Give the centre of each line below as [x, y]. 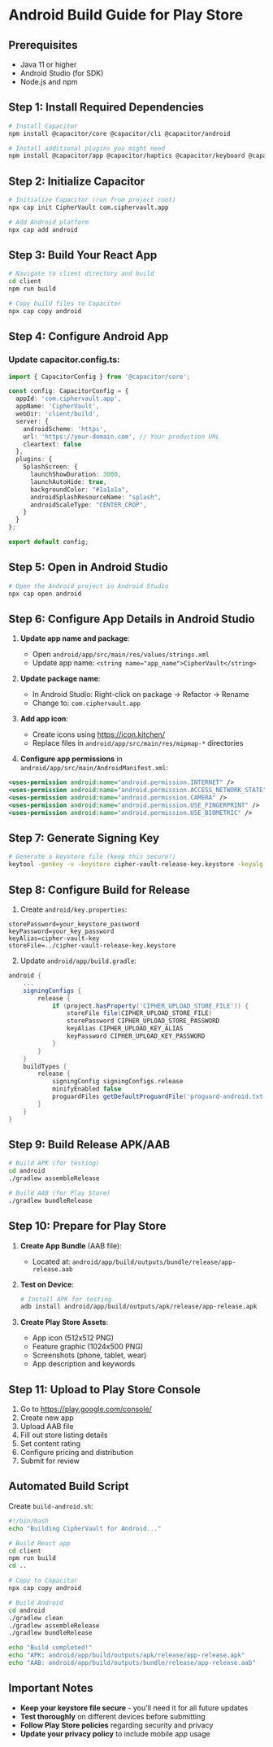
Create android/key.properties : [74, 909]
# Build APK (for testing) [54, 1163]
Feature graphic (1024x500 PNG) [88, 1347]
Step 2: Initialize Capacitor [77, 181]
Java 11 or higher [48, 64]
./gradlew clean [36, 1618]
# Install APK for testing [66, 1299]
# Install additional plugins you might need [87, 148]
